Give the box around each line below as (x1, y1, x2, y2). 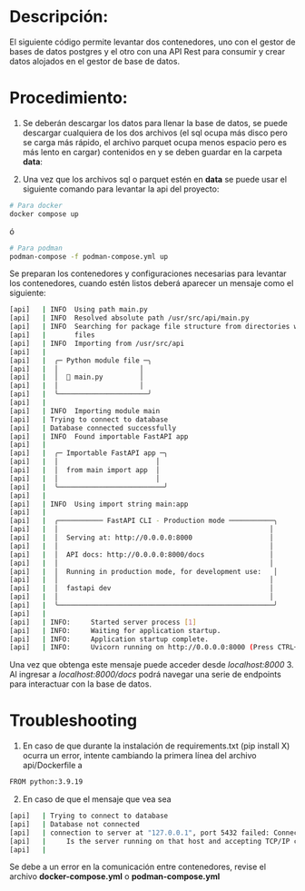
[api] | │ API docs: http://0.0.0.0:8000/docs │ (9, 549, 274, 559)
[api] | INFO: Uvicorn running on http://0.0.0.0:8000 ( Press (9, 643, 274, 652)
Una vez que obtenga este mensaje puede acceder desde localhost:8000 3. (9, 659, 294, 670)
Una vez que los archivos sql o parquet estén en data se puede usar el (22, 173, 288, 184)
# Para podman (9, 243, 64, 252)
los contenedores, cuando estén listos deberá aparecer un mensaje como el (9, 278, 294, 289)
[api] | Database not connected (9, 819, 141, 828)
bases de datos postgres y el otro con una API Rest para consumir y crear (9, 45, 286, 56)
